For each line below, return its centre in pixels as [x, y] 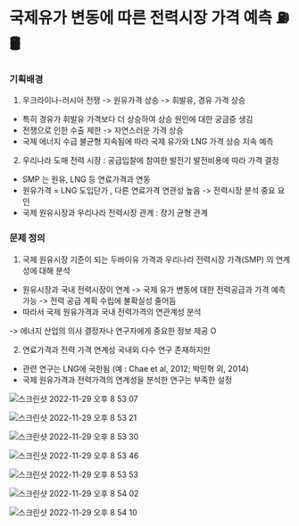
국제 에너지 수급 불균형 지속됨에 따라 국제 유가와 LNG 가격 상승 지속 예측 [148, 142]
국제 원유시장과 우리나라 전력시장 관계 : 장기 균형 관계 [115, 213]
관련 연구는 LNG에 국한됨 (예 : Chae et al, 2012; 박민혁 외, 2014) [136, 368]
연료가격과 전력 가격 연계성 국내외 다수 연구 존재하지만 [116, 349]
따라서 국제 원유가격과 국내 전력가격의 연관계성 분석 [112, 311]
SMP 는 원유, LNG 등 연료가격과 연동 [86, 179]
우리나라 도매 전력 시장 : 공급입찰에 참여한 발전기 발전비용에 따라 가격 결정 [150, 160]
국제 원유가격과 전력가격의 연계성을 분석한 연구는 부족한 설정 [127, 380]
